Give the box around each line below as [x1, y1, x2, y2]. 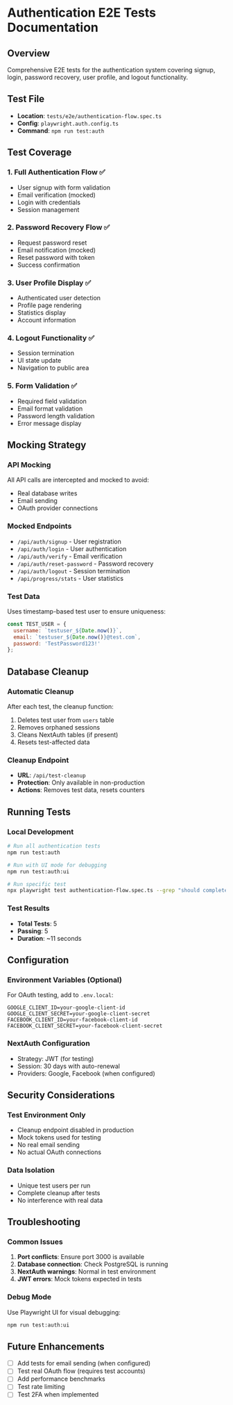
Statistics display [17, 309, 66, 317]
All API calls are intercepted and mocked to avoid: [7, 476, 149, 484]
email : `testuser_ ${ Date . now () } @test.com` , [13, 634, 141, 641]
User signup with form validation [17, 183, 111, 192]
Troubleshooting [7, 1216, 81, 1228]
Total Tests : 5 [17, 919, 58, 928]
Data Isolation [7, 1165, 55, 1175]
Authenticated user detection [17, 294, 101, 302]
